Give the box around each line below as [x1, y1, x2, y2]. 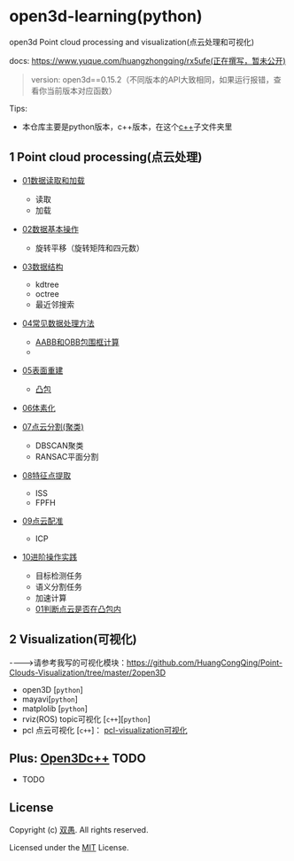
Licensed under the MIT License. [9, 842, 129, 853]
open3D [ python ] [21, 684, 84, 694]
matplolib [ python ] [21, 702, 89, 714]
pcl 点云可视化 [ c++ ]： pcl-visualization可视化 [21, 725, 188, 735]
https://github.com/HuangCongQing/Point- [126, 657, 283, 668]
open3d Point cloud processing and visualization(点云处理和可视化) [9, 36, 255, 47]
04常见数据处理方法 [21, 317, 95, 329]
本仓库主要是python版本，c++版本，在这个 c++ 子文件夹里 [21, 121, 233, 132]
